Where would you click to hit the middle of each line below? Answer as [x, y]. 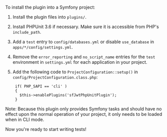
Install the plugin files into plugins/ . [49, 17]
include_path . [27, 32]
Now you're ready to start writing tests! [46, 129]
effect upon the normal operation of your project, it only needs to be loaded [84, 114]
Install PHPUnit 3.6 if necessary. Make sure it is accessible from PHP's [86, 27]
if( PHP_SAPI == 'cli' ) [41, 86]
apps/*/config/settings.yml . [43, 47]
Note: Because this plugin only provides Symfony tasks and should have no [83, 109]
